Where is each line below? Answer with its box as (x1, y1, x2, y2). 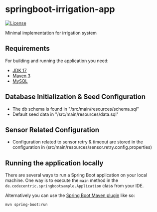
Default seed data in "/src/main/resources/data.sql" (12, 111, 119, 117)
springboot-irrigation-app (5, 4, 115, 15)
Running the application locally (5, 159, 104, 167)
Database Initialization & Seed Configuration (5, 93, 146, 101)
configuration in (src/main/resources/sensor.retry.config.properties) (12, 144, 152, 150)
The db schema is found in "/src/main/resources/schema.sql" (12, 106, 140, 112)
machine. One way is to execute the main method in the (5, 177, 119, 183)
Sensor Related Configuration (5, 125, 100, 134)
